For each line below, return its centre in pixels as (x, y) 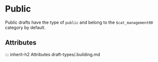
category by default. (26, 27)
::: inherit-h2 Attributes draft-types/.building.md (53, 54)
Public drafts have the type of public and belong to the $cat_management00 (79, 22)
